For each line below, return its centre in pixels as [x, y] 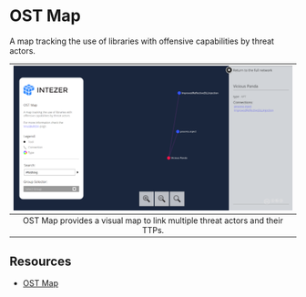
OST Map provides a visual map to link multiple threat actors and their [153, 220]
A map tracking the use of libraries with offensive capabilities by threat [142, 41]
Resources [41, 261]
